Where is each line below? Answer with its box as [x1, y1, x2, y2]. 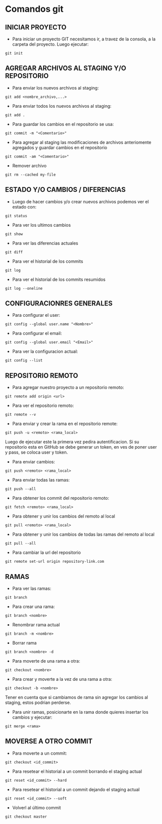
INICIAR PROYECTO [5, 23, 67, 31]
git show [5, 231, 23, 237]
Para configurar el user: [12, 312, 60, 318]
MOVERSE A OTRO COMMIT [5, 737, 93, 746]
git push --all [5, 487, 36, 491]
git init [5, 51, 23, 56]
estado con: [12, 204, 37, 210]
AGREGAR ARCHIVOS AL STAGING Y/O [5, 64, 127, 72]
